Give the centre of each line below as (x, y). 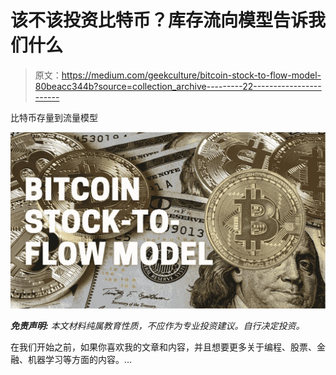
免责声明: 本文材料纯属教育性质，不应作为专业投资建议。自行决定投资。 (157, 325)
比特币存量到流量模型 (54, 117)
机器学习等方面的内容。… (80, 359)
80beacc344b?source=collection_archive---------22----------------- (178, 86)
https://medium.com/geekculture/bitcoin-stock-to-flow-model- (191, 75)
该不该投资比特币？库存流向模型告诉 (159, 20)
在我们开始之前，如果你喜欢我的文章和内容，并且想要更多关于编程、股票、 (163, 347)
